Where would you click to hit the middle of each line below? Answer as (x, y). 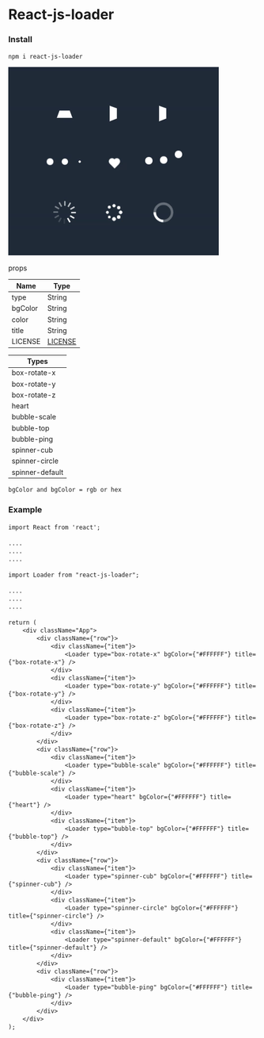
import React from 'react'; (55, 527)
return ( (23, 622)
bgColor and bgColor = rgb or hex (65, 490)
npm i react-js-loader (45, 57)
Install (21, 40)
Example (25, 510)
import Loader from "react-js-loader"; (74, 575)
